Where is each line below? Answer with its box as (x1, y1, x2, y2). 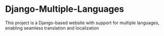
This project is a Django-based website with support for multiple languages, (5, 20, 160, 26)
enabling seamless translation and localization (5, 25, 99, 31)
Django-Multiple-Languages (5, 3, 124, 15)
